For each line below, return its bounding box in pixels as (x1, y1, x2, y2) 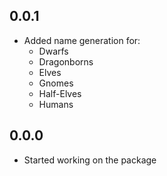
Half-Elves (38, 87, 82, 99)
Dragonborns (38, 55, 94, 68)
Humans (38, 98, 74, 110)
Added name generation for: (23, 34, 141, 46)
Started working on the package (23, 154, 157, 166)
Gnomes (38, 77, 74, 89)
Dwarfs (38, 45, 69, 57)
